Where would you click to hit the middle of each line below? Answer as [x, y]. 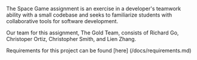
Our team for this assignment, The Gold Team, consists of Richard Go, [93, 33]
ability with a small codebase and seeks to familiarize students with [89, 15]
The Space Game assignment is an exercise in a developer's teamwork [94, 9]
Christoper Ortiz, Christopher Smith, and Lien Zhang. [71, 39]
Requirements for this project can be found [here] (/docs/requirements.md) [99, 50]
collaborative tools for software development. [62, 21]
